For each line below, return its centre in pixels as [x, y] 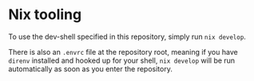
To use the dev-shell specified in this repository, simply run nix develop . [127, 37]
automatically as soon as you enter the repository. [91, 68]
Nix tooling [45, 15]
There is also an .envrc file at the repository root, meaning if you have [123, 52]
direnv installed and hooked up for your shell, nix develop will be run [122, 60]
